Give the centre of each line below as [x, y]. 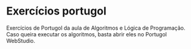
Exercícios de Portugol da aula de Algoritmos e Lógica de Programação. [96, 28]
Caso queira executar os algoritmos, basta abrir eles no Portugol [87, 34]
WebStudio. [21, 41]
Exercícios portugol [57, 11]
